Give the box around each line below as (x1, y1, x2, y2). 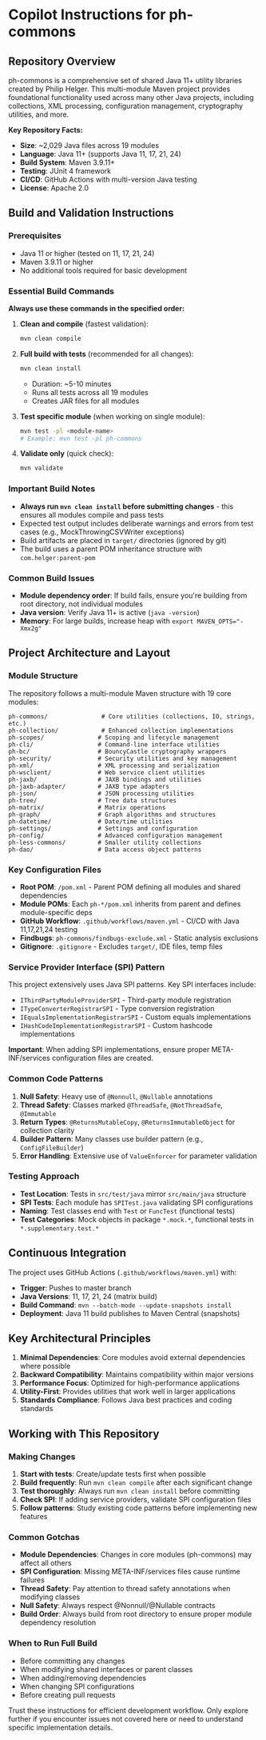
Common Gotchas (8, 1532, 80, 1543)
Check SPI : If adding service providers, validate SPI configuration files (19, 1494, 252, 1505)
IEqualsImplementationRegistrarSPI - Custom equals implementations (19, 1012, 252, 1022)
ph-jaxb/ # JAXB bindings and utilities (8, 775, 202, 783)
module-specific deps (19, 907, 93, 917)
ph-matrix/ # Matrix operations (8, 803, 166, 811)
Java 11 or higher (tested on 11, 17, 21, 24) (19, 248, 155, 258)
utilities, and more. (8, 110, 69, 119)
